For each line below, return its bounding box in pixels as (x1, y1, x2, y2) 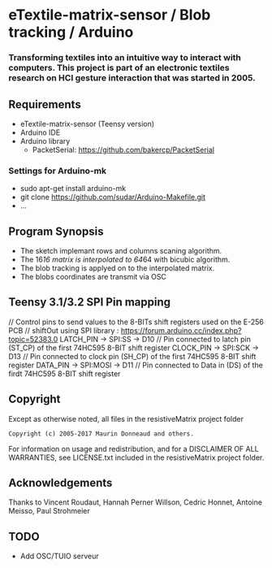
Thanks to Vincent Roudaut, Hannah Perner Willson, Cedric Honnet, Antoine (8, 497, 262, 507)
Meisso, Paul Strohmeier (8, 506, 91, 516)
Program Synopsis (8, 224, 104, 238)
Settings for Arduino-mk (8, 165, 107, 176)
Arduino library (19, 136, 71, 145)
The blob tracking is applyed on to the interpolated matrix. (19, 263, 215, 273)
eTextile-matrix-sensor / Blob (8, 6, 211, 24)
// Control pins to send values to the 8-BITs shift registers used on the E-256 (8, 317, 264, 327)
